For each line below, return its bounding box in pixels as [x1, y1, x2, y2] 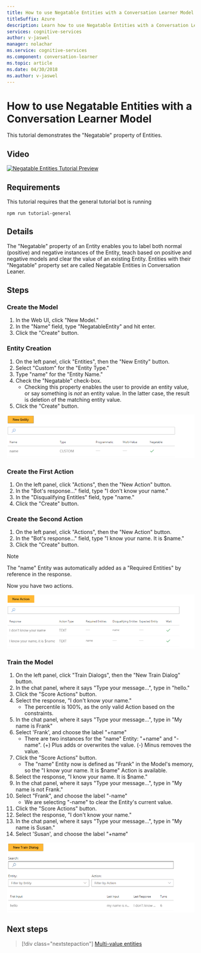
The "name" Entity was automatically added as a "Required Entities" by [7, 564, 181, 572]
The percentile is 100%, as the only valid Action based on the [24, 703, 175, 711]
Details [7, 227, 33, 237]
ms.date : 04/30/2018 [7, 66, 58, 72]
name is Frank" [15, 722, 53, 729]
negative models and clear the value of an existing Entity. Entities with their [7, 255, 191, 262]
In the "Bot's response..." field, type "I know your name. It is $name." [15, 535, 184, 542]
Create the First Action [7, 467, 74, 475]
